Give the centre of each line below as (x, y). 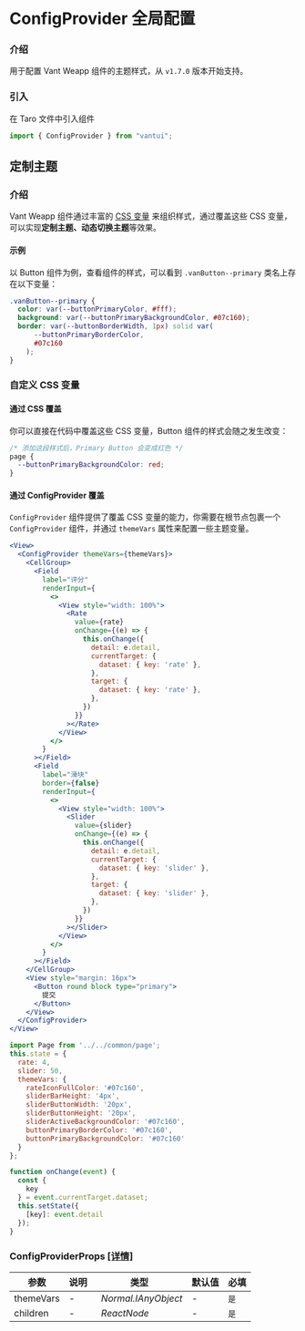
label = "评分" (66, 580)
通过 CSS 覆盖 (36, 409)
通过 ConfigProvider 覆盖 (57, 495)
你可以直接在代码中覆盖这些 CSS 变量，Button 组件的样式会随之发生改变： (149, 430)
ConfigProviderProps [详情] (71, 1256)
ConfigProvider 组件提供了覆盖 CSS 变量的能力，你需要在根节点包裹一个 (145, 517)
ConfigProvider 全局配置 (102, 19)
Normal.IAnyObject (142, 1298)
